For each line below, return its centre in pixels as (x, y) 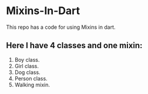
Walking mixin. (32, 85)
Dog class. (27, 72)
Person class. (31, 78)
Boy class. (27, 59)
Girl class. (27, 66)
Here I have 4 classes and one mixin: (74, 46)
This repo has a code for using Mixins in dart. (61, 27)
